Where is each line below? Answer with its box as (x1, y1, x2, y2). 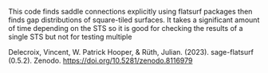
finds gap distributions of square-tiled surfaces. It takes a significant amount (8, 15, 260, 25)
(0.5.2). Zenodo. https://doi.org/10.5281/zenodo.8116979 (8, 56, 193, 65)
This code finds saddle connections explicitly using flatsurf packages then (8, 7, 253, 16)
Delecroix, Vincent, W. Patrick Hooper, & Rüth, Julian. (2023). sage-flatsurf (8, 48, 254, 56)
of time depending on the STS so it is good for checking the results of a (8, 24, 243, 33)
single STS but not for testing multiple (8, 32, 132, 41)
